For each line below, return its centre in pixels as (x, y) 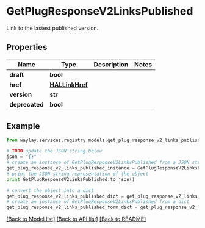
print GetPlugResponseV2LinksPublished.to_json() (71, 179)
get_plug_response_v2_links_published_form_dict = (72, 208)
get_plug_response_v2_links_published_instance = (71, 168)
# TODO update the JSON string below (54, 151)
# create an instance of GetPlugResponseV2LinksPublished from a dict (98, 202)
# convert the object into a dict (50, 190)
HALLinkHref (69, 85)
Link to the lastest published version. (52, 28)
